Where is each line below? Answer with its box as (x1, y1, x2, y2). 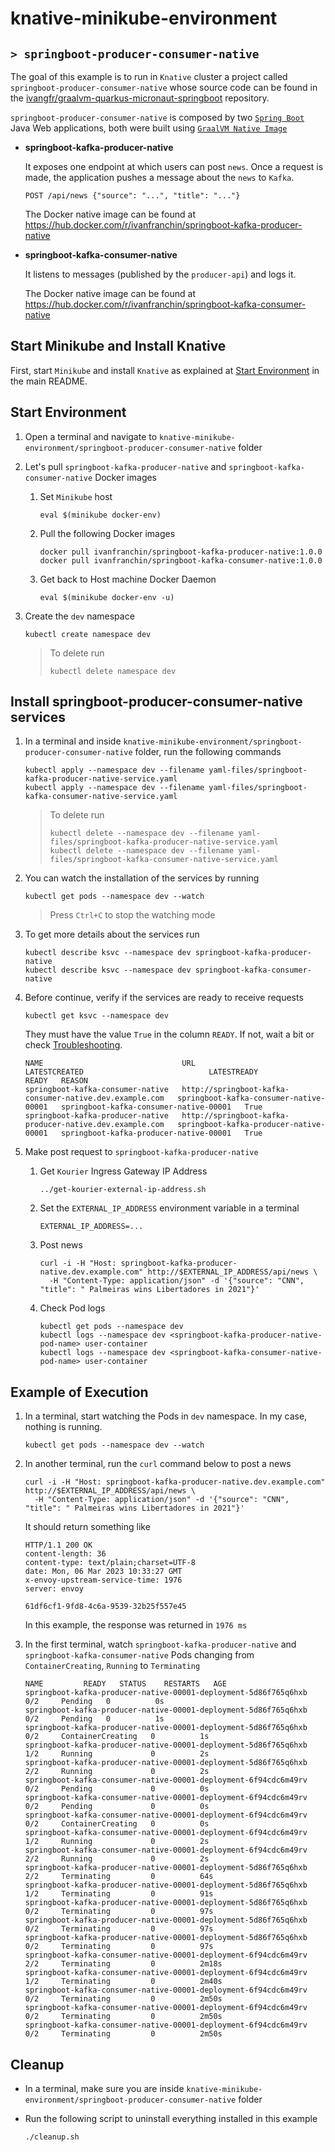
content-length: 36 (24, 1549, 107, 1559)
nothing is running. (24, 1421, 103, 1433)
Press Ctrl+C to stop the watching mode (49, 909, 216, 921)
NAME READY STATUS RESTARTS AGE (24, 1679, 227, 1689)
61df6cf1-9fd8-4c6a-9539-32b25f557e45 (24, 1602, 187, 1612)
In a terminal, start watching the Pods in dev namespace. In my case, (24, 1410, 308, 1422)
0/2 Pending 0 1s (24, 1714, 165, 1724)
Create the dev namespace (24, 610, 135, 622)
